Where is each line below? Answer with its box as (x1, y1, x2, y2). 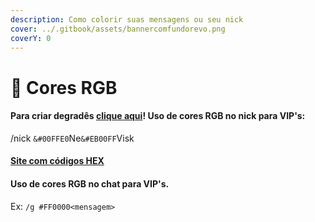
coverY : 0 (10, 33, 52, 43)
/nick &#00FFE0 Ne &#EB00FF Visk (10, 132, 135, 144)
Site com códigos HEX (10, 155, 105, 167)
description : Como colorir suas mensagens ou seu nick (10, 14, 244, 25)
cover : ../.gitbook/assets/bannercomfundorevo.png (10, 24, 226, 34)
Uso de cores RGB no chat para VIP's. (10, 177, 170, 190)
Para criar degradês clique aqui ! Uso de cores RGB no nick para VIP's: (10, 110, 306, 122)
